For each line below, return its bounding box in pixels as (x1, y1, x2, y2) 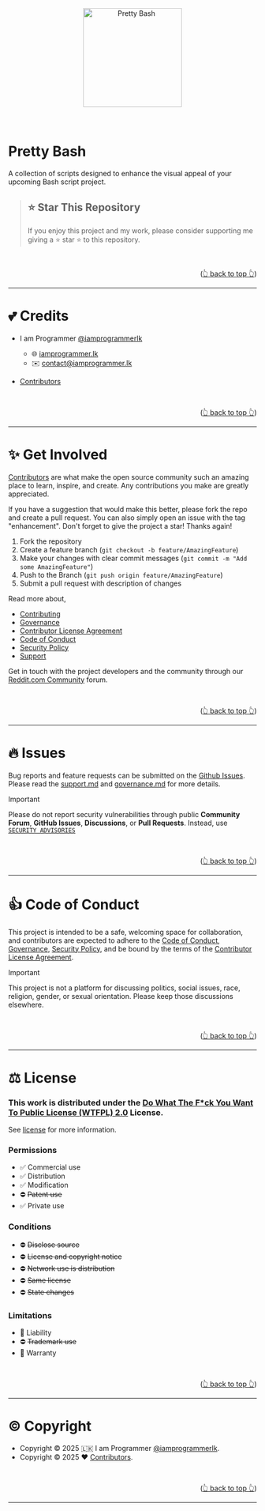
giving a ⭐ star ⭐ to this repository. (27, 235, 140, 244)
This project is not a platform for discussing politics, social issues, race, (8, 983, 241, 993)
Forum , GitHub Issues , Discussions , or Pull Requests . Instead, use (8, 818, 228, 827)
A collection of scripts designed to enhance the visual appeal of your (8, 168, 232, 178)
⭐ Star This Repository (27, 201, 140, 214)
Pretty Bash (8, 142, 87, 160)
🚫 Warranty (19, 1347, 57, 1358)
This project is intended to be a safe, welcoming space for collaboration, (8, 927, 243, 936)
